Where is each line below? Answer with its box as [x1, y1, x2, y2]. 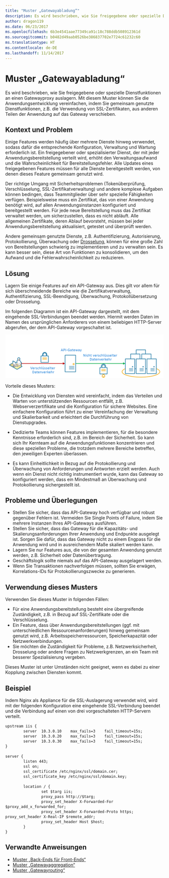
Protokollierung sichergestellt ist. [12, 481, 81, 488]
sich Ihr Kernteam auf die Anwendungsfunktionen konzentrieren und [12, 440, 155, 446]
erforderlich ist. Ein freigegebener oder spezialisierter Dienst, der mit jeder [5, 150, 159, 156]
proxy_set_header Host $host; [41, 819, 105, 824]
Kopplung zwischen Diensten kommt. [5, 670, 82, 676]
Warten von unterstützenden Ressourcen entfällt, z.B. [12, 398, 124, 404]
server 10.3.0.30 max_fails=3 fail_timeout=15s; [23, 739, 143, 744]
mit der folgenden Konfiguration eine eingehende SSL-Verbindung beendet [5, 702, 160, 708]
